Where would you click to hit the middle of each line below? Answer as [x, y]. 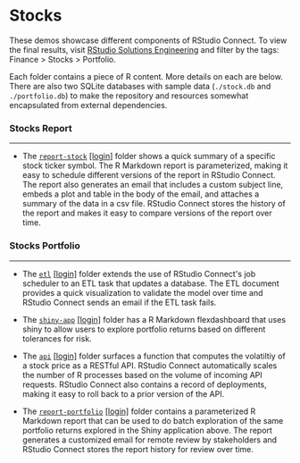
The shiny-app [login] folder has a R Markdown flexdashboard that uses [154, 319]
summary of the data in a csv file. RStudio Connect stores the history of [154, 204]
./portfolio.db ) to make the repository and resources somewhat [129, 96]
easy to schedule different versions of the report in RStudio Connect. [149, 175]
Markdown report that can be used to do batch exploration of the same [153, 420]
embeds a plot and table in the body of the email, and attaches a [141, 194]
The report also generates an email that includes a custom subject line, [153, 185]
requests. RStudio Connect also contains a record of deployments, [145, 384]
